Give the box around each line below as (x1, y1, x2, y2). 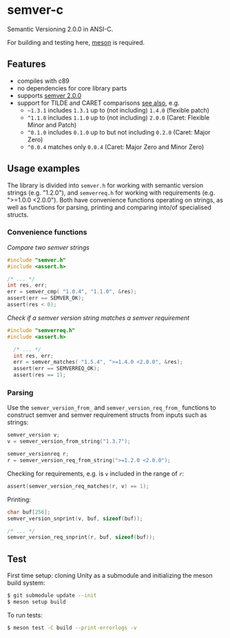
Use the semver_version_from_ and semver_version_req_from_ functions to (7, 403, 216, 412)
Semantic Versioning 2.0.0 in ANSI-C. (7, 25, 114, 33)
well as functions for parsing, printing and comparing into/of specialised (7, 203, 211, 211)
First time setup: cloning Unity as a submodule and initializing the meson (7, 572, 213, 580)
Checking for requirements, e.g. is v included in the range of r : (7, 469, 185, 478)
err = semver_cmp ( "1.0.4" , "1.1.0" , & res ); (7, 289, 137, 296)
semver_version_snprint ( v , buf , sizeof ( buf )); (7, 515, 143, 522)
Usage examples (7, 163, 81, 175)
